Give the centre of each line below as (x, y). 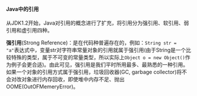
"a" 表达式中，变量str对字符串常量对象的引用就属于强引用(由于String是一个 (96, 50)
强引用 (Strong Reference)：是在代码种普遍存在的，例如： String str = (91, 43)
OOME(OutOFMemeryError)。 (42, 87)
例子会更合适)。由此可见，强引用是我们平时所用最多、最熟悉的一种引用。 (100, 65)
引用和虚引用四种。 (29, 30)
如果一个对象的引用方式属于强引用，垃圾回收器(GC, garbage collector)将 (94, 72)
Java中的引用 (23, 9)
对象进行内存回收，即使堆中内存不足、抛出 (73, 80)
